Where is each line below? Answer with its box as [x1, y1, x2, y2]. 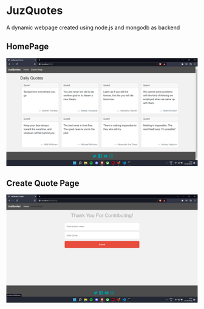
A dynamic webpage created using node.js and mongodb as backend [6, 24, 180, 31]
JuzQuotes [6, 4, 63, 18]
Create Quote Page [6, 178, 80, 188]
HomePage [6, 41, 49, 52]
